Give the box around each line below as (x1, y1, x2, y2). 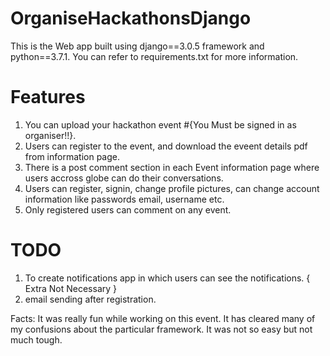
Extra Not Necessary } (24, 282, 118, 294)
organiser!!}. (24, 129, 77, 141)
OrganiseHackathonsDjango (10, 7, 252, 30)
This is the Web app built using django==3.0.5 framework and (10, 40, 265, 52)
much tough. (10, 333, 63, 346)
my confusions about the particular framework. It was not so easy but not (10, 323, 313, 335)
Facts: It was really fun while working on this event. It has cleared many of (10, 312, 316, 324)
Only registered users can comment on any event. (24, 203, 232, 216)
